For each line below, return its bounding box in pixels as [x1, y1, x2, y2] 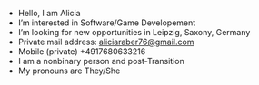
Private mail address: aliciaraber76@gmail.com [17, 36, 194, 47]
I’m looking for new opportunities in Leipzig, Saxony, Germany [17, 27, 251, 37]
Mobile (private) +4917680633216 [17, 46, 146, 57]
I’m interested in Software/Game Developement [17, 17, 196, 28]
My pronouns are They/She [17, 65, 121, 76]
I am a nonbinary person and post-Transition [17, 56, 184, 66]
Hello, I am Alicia [17, 8, 81, 18]
